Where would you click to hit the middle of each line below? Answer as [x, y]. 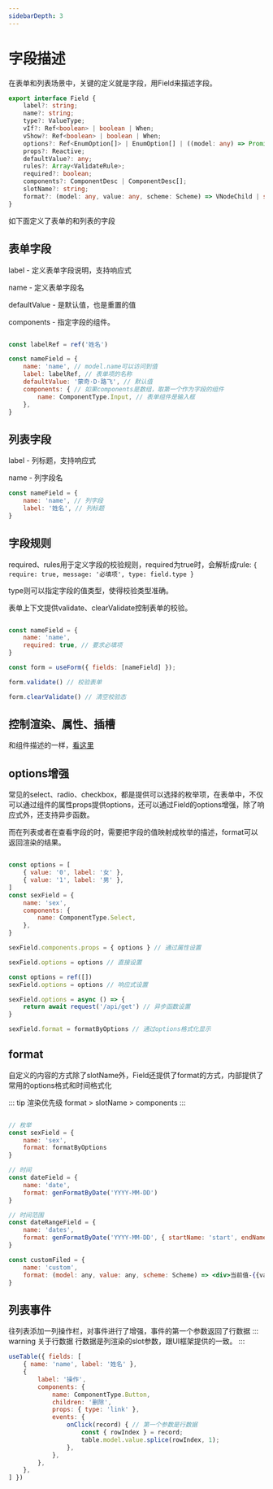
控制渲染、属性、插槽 [62, 725]
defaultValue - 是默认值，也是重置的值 [72, 304]
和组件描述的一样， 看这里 [51, 745]
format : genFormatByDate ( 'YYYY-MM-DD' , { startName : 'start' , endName [145, 1238]
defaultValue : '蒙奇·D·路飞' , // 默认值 [88, 382]
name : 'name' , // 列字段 [63, 501]
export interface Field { [52, 98]
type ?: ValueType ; [54, 121]
